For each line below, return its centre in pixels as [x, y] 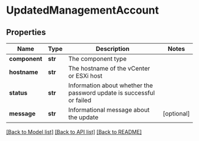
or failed [80, 100]
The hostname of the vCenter [109, 68]
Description [113, 49]
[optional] [176, 113]
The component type [97, 59]
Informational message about [109, 110]
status [18, 93]
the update [83, 117]
